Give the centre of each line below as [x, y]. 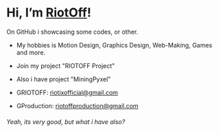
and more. [31, 52]
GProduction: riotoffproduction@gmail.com [77, 105]
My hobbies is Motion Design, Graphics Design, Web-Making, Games [114, 45]
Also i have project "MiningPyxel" [64, 79]
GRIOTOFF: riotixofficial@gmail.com [67, 92]
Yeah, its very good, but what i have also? [66, 121]
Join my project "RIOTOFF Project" [66, 65]
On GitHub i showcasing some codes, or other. [72, 32]
